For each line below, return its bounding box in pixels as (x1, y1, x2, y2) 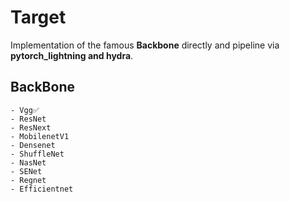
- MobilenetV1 (10, 131, 70, 141)
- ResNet (10, 114, 47, 124)
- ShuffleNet (10, 149, 65, 159)
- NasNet (10, 157, 47, 168)
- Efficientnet (10, 184, 74, 194)
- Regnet (10, 175, 47, 185)
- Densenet (10, 140, 56, 150)
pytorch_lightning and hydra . (10, 49, 134, 61)
